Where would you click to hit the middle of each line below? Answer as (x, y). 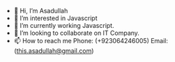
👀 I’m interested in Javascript (55, 18)
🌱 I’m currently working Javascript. (64, 25)
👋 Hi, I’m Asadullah (41, 11)
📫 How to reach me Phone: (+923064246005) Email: (91, 41)
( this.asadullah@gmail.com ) (54, 51)
